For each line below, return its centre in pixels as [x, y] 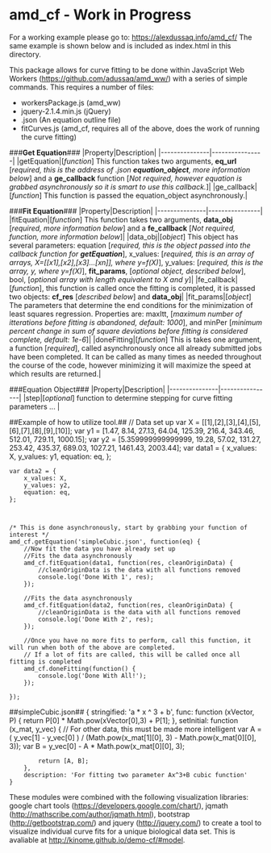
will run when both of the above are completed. [92, 647]
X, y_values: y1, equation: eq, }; [60, 456]
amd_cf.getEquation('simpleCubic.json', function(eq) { [105, 542]
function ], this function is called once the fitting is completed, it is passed [133, 288]
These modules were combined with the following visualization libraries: [129, 797]
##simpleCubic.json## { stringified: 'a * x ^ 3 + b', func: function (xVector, [132, 712]
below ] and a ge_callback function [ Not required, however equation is [126, 178]
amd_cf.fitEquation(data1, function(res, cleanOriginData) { [128, 563]
